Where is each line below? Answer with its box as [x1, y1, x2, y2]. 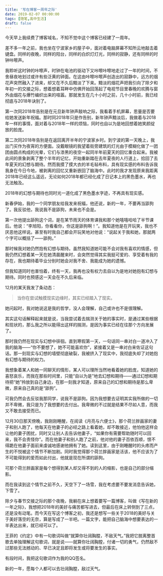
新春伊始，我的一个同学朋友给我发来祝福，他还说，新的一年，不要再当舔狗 [5, 200, 154, 206]
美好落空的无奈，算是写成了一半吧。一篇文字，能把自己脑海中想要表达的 [9, 516, 154, 522]
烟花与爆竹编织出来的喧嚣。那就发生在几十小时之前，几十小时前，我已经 [13, 92, 158, 98]
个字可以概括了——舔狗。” [5, 235, 56, 241]
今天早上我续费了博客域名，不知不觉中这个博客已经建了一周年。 [5, 35, 132, 40]
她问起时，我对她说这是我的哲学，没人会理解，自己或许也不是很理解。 [5, 305, 146, 311]
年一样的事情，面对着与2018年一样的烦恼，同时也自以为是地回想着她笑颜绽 [5, 120, 155, 127]
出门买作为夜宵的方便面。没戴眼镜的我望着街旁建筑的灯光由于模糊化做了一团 [5, 143, 158, 149]
